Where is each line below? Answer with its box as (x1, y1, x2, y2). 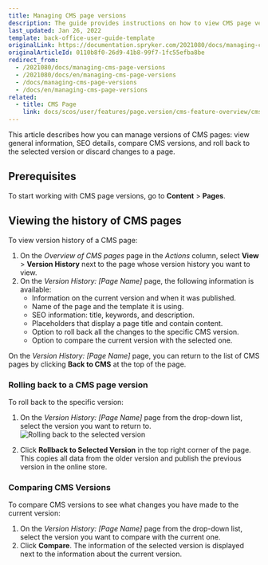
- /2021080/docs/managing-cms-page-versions (15, 64, 166, 72)
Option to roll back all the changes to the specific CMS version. (31, 327, 239, 336)
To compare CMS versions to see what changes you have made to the (8, 500, 239, 510)
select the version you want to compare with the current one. (19, 532, 221, 542)
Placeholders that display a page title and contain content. (31, 318, 223, 328)
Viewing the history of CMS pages (8, 214, 182, 228)
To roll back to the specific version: (8, 397, 124, 406)
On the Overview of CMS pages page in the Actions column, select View (19, 250, 259, 260)
